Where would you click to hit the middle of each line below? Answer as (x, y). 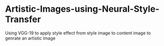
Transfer (23, 19)
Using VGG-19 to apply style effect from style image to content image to (78, 33)
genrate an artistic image (30, 38)
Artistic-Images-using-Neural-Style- (82, 9)
